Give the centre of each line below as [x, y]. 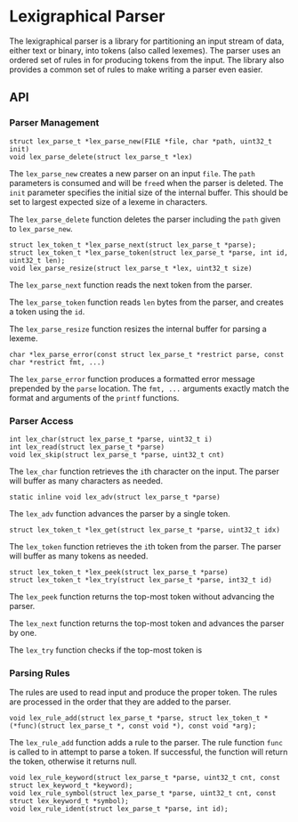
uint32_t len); [37, 260]
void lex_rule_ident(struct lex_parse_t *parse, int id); [119, 809]
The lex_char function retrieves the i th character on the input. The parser [145, 471]
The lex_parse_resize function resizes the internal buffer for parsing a [138, 329]
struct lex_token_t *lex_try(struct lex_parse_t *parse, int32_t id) [141, 580]
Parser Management [54, 123]
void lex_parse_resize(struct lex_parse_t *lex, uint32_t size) [131, 268]
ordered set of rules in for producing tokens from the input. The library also [147, 60]
